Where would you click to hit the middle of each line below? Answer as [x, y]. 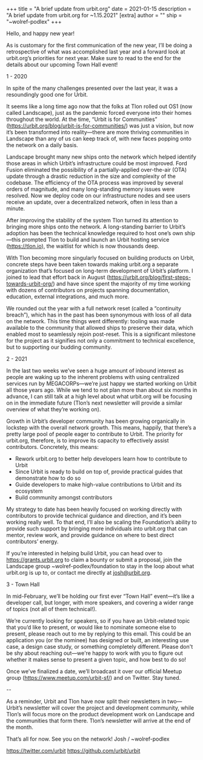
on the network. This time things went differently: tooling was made [90, 321]
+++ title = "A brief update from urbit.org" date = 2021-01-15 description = [99, 9]
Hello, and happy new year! [40, 33]
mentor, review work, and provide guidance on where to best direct [90, 535]
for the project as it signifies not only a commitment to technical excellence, [101, 341]
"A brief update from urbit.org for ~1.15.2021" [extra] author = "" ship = [94, 15]
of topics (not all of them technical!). [52, 609]
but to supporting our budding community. [59, 347]
